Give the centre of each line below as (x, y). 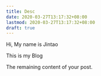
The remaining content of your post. (49, 67)
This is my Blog (25, 56)
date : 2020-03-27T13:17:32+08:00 (47, 17)
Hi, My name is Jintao (32, 44)
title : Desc (20, 11)
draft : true (20, 28)
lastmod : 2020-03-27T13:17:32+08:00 (50, 22)
